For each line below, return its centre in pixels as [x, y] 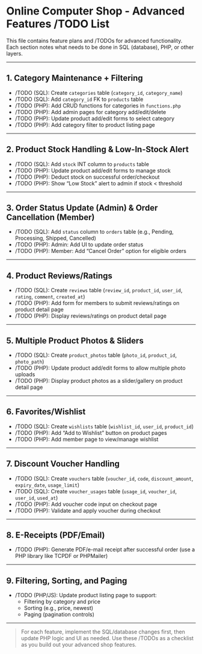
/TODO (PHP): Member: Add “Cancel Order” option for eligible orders [100, 251]
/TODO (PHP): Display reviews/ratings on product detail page [91, 316]
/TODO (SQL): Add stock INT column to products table [82, 164]
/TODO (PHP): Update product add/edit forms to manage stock [93, 170]
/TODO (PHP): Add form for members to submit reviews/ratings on [97, 303]
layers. [14, 53]
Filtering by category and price [62, 601]
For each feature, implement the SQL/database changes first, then [103, 632]
